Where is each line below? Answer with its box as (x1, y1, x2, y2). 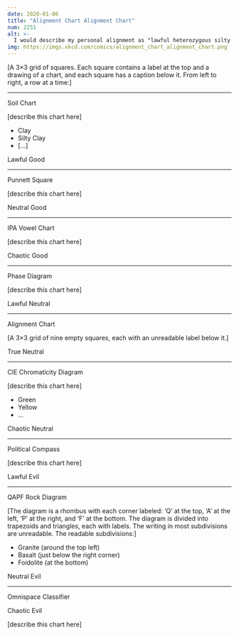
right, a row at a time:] (7, 78, 73, 86)
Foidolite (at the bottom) (17, 558, 89, 567)
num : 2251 (7, 23, 37, 31)
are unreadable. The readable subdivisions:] (7, 530, 137, 537)
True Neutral (7, 347, 44, 356)
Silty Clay (17, 134, 46, 142)
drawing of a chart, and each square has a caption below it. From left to (7, 70, 217, 79)
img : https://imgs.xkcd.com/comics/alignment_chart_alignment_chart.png (7, 43, 228, 51)
